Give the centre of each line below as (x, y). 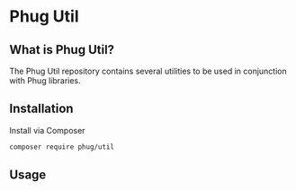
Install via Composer (47, 130)
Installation (41, 109)
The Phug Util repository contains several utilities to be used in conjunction (148, 71)
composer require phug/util (62, 147)
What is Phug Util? (62, 50)
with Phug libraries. (45, 81)
